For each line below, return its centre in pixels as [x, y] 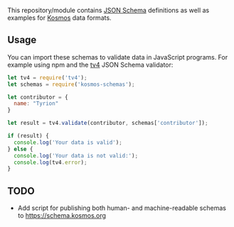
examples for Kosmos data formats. [59, 18]
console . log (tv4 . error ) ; [50, 162]
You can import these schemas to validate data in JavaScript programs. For [118, 57]
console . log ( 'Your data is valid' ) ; [68, 142]
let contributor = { [38, 97]
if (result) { [28, 136]
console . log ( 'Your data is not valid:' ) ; [76, 155]
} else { [20, 149]
